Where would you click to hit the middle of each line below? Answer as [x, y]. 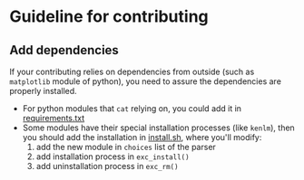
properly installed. [43, 91]
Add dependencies [64, 50]
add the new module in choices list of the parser [126, 147]
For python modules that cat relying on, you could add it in [132, 109]
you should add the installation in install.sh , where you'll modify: [142, 137]
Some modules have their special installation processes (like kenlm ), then [158, 128]
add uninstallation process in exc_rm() [107, 166]
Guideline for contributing [109, 17]
